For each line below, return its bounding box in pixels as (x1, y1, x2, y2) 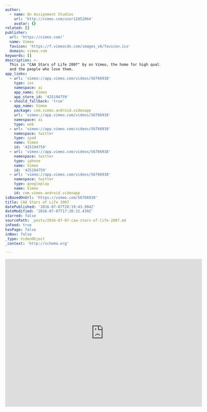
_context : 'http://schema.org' (5, 241, 69, 246)
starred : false (5, 213, 36, 218)
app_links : (5, 71, 28, 76)
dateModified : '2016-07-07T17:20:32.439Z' (5, 209, 93, 214)
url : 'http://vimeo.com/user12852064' (14, 16, 93, 21)
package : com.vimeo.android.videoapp (14, 108, 91, 113)
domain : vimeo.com (9, 48, 48, 53)
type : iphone (14, 158, 41, 163)
